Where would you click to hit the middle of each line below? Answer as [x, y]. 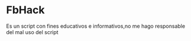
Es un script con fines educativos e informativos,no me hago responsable [96, 26]
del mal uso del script [32, 32]
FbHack [25, 10]
